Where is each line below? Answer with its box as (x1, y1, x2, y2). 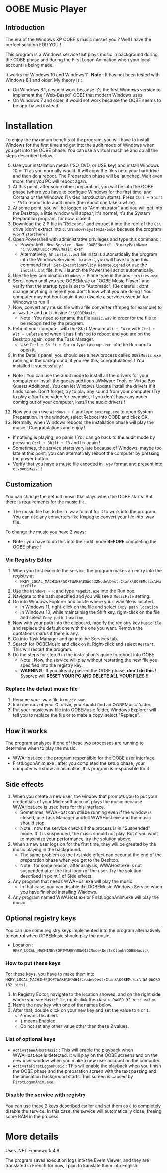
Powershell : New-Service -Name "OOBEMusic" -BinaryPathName (20, 241, 147, 247)
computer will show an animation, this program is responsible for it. (12, 766, 151, 772)
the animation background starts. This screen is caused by (12, 1074, 133, 1080)
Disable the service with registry (5, 1091, 86, 1098)
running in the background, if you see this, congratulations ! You (12, 357, 145, 363)
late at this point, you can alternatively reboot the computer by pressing (12, 450, 160, 456)
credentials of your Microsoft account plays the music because (12, 798, 142, 804)
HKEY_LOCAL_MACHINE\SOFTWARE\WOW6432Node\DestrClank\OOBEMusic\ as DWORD (5, 976, 160, 982)
